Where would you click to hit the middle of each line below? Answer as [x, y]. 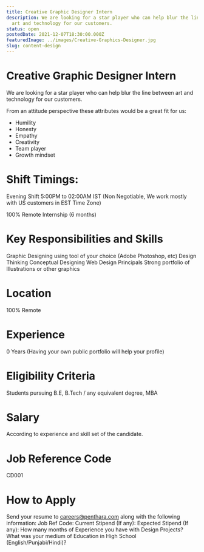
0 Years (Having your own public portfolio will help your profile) [86, 351]
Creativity [27, 142]
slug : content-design [34, 46]
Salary [23, 417]
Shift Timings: [42, 179]
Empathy [26, 135]
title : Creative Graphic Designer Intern [59, 12]
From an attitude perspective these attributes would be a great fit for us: [97, 111]
